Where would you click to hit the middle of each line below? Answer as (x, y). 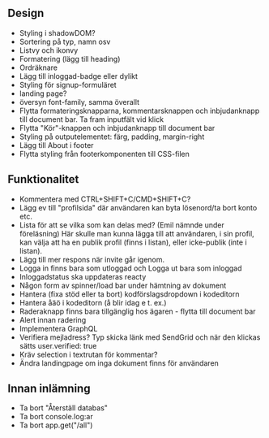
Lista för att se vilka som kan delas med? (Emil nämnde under (122, 225)
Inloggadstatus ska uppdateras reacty (83, 276)
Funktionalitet (43, 179)
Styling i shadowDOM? (57, 33)
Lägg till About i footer (56, 145)
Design (26, 13)
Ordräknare (38, 67)
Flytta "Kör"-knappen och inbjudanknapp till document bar (117, 128)
